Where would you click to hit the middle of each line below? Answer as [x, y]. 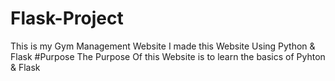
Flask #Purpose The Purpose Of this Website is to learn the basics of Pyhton [168, 56]
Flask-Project [67, 18]
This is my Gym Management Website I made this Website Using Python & [163, 46]
